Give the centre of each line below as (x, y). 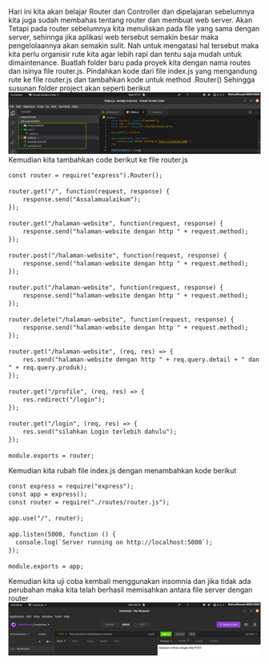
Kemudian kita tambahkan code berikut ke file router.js (98, 159)
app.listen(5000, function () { (62, 534)
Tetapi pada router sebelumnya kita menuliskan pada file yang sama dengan (134, 28)
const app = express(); (48, 494)
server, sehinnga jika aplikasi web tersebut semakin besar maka (113, 37)
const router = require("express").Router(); (85, 175)
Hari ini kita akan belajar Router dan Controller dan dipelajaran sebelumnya (131, 12)
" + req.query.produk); (48, 368)
